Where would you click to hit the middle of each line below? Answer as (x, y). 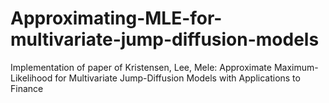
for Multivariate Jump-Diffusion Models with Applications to (177, 78)
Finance (27, 88)
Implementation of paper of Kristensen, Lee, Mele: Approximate (141, 67)
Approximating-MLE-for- (116, 18)
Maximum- (296, 67)
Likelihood (31, 78)
